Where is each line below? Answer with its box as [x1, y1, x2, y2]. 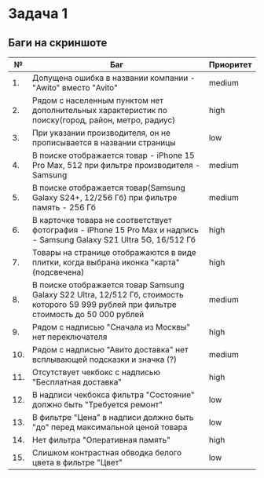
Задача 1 [8, 5, 68, 23]
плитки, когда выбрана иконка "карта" [32, 257, 180, 268]
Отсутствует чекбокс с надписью [32, 367, 161, 378]
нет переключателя [32, 331, 108, 342]
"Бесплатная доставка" [32, 377, 123, 387]
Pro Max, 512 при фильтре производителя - [32, 160, 200, 170]
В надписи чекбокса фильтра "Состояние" [32, 389, 195, 400]
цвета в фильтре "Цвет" [32, 457, 123, 468]
